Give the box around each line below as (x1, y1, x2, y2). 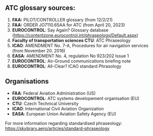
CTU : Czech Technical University (12, 101, 79, 106)
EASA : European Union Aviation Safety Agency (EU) (12, 111, 117, 117)
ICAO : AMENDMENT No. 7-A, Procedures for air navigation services (12, 42, 149, 48)
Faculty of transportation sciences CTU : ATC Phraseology (12, 37, 131, 43)
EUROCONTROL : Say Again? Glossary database (12, 27, 109, 33)
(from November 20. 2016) (12, 48, 66, 53)
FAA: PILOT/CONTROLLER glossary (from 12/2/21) (12, 17, 113, 22)
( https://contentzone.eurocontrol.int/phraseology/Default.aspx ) (12, 32, 138, 38)
